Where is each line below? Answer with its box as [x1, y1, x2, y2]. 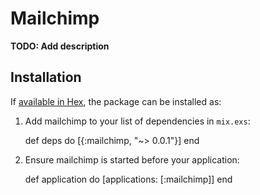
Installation [10, 69, 82, 86]
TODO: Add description [10, 40, 110, 52]
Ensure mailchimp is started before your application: [24, 153, 240, 166]
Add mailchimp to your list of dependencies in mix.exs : [24, 115, 251, 127]
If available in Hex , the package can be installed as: [10, 95, 222, 107]
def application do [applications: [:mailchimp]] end [24, 173, 233, 185]
